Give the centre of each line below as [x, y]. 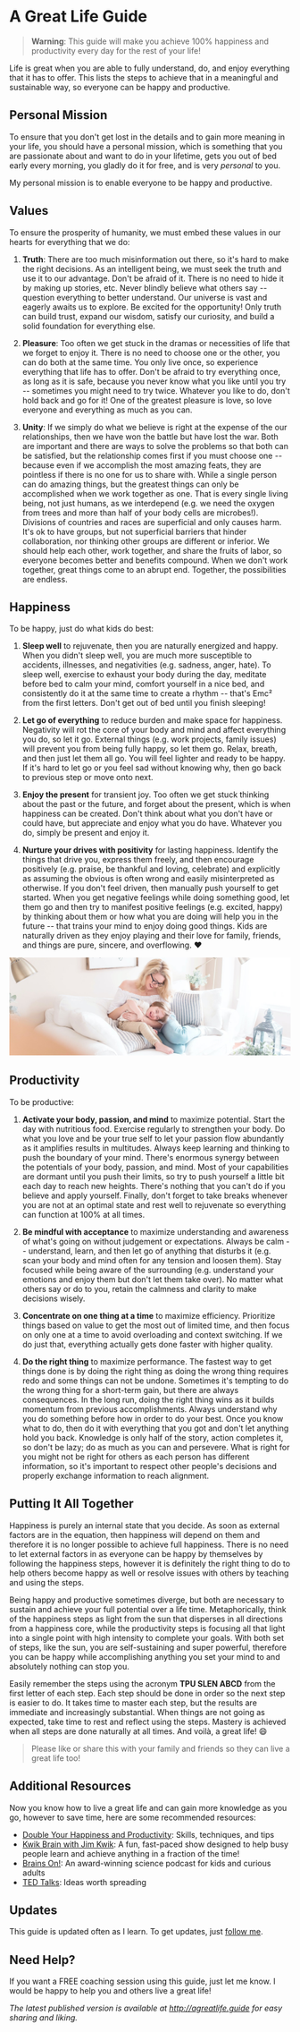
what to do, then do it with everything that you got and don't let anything [155, 1428]
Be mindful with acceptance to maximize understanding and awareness [155, 1231]
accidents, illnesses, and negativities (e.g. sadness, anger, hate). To [146, 665]
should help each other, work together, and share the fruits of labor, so [152, 550]
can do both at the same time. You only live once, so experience [140, 362]
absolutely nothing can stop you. [69, 1666]
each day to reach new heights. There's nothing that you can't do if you [154, 1186]
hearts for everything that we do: [70, 242]
